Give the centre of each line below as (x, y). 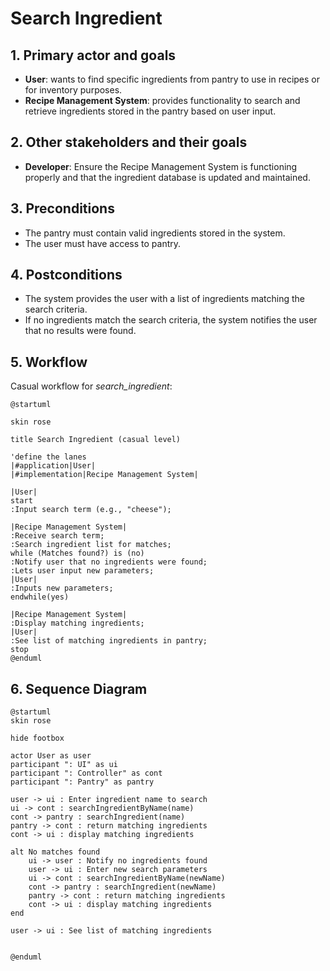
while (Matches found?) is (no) (77, 553)
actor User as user (51, 756)
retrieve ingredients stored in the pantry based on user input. (150, 111)
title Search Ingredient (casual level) (96, 440)
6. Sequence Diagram (79, 688)
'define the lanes (48, 457)
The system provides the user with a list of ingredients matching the (165, 299)
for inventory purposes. (73, 90)
